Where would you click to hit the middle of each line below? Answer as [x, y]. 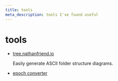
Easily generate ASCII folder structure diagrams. [63, 63]
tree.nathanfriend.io [33, 54]
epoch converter [30, 73]
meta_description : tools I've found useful [52, 15]
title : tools [19, 10]
